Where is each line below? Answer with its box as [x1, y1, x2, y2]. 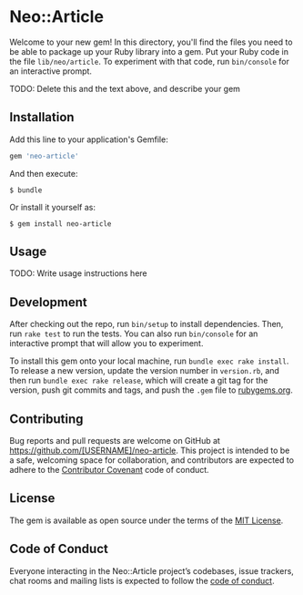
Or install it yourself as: [9, 201, 96, 212]
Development [9, 294, 88, 310]
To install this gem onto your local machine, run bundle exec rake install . [9, 355, 289, 366]
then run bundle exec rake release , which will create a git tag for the [9, 375, 268, 386]
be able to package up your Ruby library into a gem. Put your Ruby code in [9, 46, 289, 56]
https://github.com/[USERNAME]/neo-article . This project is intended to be [9, 445, 290, 457]
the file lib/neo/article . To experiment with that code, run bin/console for [9, 56, 289, 67]
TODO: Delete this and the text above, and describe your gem [9, 83, 241, 94]
